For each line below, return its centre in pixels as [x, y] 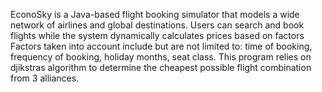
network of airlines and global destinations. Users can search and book [157, 25]
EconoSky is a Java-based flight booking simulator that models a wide [155, 14]
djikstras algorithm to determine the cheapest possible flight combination [161, 67]
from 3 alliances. [45, 78]
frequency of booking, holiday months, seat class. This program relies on [161, 57]
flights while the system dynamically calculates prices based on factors [157, 35]
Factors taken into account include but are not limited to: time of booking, [161, 46]
